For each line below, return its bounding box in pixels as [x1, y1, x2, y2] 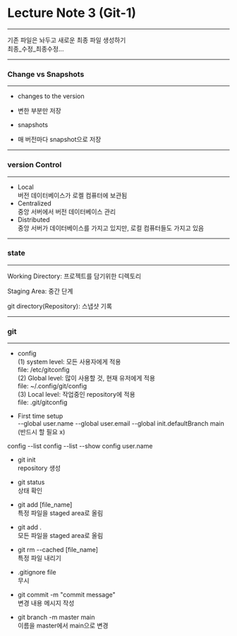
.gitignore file [17, 568, 56, 577]
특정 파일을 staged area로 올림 [17, 509, 104, 517]
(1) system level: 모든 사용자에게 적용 [17, 358, 121, 366]
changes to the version [17, 92, 85, 100]
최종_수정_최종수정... [7, 44, 64, 53]
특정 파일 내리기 [17, 554, 61, 563]
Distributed [17, 215, 51, 224]
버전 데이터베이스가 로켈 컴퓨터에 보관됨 [17, 191, 128, 199]
